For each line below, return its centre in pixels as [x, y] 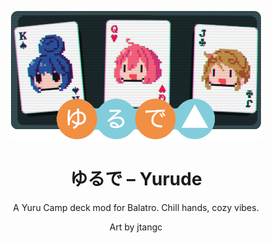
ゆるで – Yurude [136, 179]
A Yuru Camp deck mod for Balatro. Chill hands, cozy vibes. [136, 208]
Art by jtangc [136, 227]
